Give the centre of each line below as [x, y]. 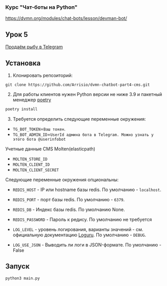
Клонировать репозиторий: [43, 75]
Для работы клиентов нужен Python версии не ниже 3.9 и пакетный [87, 94]
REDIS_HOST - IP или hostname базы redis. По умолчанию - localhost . [87, 189]
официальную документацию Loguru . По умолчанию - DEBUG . [79, 235]
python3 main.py [23, 278]
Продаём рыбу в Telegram [34, 47]
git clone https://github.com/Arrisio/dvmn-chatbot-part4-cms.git [78, 85]
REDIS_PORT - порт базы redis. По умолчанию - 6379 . [69, 199]
